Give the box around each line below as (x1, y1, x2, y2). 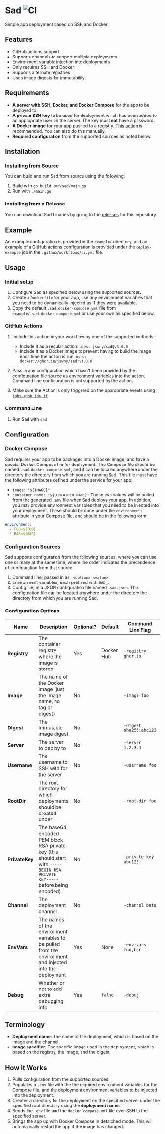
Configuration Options (5, 608, 60, 614)
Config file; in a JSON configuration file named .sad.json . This (12, 585, 139, 591)
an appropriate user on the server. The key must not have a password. (12, 117, 155, 123)
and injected (38, 959, 67, 966)
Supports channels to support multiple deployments (12, 54, 117, 59)
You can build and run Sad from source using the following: (5, 174, 125, 179)
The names (38, 916, 65, 923)
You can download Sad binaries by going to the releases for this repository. (5, 211, 157, 217)
